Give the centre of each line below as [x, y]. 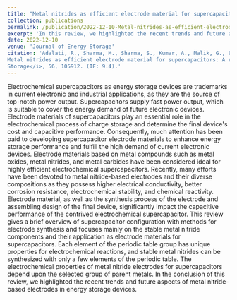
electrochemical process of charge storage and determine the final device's [117, 124]
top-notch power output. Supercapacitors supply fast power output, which [115, 101]
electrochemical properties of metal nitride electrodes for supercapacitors [115, 266]
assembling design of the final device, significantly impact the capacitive [113, 206]
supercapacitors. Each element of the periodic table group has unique [109, 244]
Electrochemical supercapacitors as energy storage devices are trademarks [117, 86]
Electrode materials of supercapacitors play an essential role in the [104, 116]
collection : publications [45, 20]
